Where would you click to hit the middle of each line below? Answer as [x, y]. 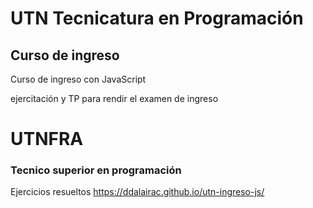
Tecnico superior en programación [96, 170]
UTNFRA [47, 139]
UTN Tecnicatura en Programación [157, 18]
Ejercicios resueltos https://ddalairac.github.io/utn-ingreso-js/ [137, 192]
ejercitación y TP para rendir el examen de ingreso [114, 98]
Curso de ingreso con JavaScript [78, 79]
